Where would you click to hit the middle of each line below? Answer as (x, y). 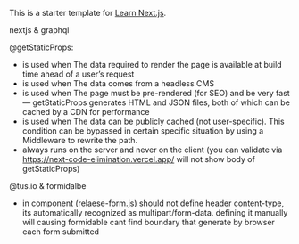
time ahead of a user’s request (78, 74)
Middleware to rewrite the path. (80, 140)
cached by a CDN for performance (86, 112)
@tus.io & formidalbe (48, 186)
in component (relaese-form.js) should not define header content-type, (153, 203)
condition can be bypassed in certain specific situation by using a (143, 131)
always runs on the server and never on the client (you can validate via (152, 150)
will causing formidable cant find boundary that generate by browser (148, 222)
